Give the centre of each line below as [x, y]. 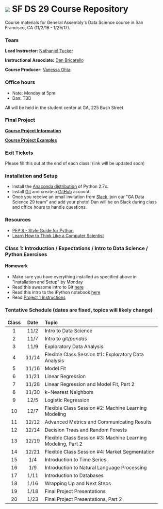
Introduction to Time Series [75, 460]
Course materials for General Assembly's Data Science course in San [74, 22]
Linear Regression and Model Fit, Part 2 [90, 384]
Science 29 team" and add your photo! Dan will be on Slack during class [84, 202]
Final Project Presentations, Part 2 [83, 499]
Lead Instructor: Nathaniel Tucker [39, 51]
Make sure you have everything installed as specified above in [74, 276]
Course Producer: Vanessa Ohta [38, 70]
